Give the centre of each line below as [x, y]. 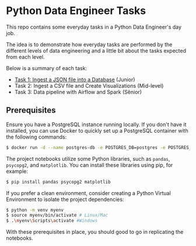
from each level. [25, 57]
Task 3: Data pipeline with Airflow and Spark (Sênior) [78, 92]
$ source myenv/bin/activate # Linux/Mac [57, 215]
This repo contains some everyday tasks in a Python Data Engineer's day [94, 27]
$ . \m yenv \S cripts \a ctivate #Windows [52, 221]
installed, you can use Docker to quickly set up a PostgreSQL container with [97, 130]
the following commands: [36, 137]
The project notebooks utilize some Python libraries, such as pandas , [88, 158]
